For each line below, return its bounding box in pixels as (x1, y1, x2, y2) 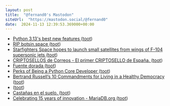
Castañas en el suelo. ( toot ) (12, 90, 71, 96)
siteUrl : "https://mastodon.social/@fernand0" (5, 17, 108, 22)
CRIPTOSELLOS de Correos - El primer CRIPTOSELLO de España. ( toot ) (12, 57, 163, 64)
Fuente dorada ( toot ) (12, 63, 56, 69)
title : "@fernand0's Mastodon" (5, 12, 74, 17)
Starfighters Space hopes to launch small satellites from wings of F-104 (12, 46, 163, 52)
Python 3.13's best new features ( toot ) (12, 36, 93, 42)
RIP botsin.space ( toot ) (12, 41, 61, 47)
